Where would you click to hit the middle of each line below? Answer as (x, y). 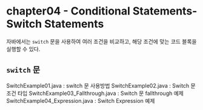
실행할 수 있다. (23, 49)
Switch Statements (55, 24)
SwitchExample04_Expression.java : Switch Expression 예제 (81, 100)
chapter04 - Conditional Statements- (102, 11)
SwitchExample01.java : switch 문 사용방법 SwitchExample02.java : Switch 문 (101, 85)
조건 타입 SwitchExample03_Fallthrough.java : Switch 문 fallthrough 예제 (95, 93)
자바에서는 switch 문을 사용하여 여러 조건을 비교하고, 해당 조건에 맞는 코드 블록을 (101, 41)
